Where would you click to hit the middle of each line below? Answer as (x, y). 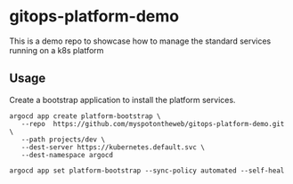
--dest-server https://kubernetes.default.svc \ (113, 147)
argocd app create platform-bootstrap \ (85, 116)
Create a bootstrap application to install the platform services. (122, 100)
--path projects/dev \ (63, 140)
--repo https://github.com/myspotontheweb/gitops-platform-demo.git (153, 124)
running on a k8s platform (57, 50)
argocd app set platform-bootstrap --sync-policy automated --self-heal (147, 171)
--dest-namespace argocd (67, 155)
